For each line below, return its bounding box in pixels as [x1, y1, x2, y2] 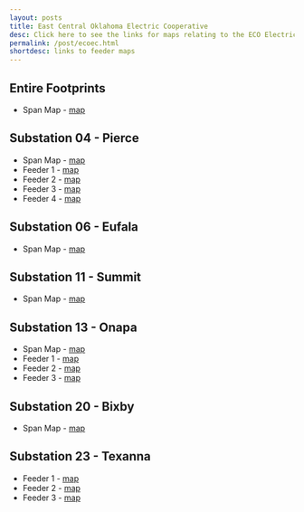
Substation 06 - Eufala [9, 219, 138, 235]
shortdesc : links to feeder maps [9, 47, 136, 56]
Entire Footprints [9, 81, 106, 96]
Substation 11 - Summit [9, 269, 142, 285]
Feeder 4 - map [22, 193, 81, 204]
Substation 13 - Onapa [9, 319, 138, 335]
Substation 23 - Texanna [9, 449, 151, 464]
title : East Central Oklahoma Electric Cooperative [9, 22, 208, 31]
